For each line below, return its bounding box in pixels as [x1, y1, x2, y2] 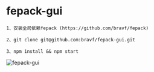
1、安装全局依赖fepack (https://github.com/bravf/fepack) [6, 25, 149, 31]
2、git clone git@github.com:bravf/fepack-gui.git [6, 37, 136, 43]
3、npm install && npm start [6, 48, 79, 55]
